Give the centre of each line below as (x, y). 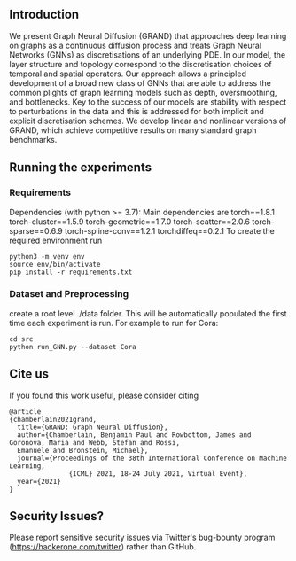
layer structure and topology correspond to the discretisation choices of (140, 64)
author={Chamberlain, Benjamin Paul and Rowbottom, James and (134, 435)
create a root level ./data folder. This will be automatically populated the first (148, 313)
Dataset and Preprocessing (69, 294)
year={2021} (39, 481)
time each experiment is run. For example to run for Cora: (114, 323)
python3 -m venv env (47, 256)
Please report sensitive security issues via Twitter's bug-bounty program (142, 538)
